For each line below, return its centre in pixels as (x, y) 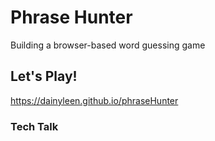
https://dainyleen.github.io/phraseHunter (94, 100)
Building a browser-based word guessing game (108, 45)
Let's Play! (44, 76)
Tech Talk (34, 126)
